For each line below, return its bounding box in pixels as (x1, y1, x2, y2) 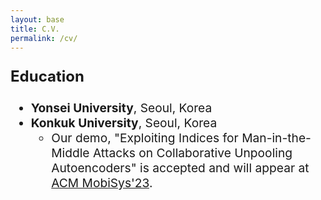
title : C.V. (10, 24, 60, 34)
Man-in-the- (241, 130, 312, 146)
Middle (51, 145, 90, 161)
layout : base (10, 14, 65, 25)
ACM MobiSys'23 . (51, 175, 153, 191)
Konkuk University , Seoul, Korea (30, 115, 218, 131)
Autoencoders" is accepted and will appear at (51, 160, 310, 176)
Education (10, 67, 85, 86)
